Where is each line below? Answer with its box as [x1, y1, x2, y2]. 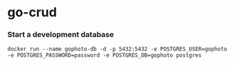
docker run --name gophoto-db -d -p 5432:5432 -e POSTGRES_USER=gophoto [7, 45, 228, 53]
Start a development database [7, 30, 115, 40]
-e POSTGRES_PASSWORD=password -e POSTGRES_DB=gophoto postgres [7, 52, 202, 59]
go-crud [7, 4, 57, 21]
